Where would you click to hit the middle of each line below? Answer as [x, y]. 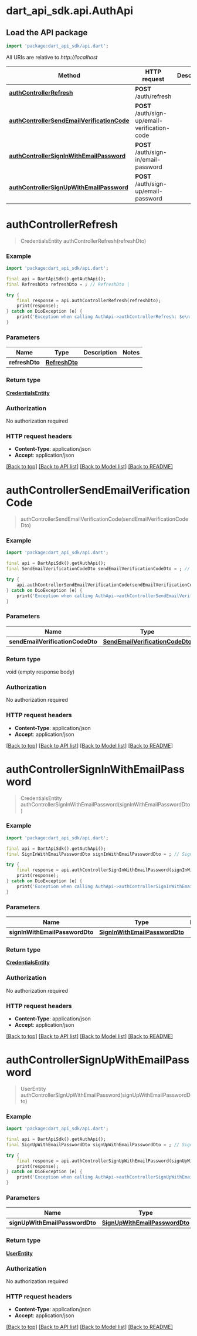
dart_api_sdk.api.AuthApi [70, 11]
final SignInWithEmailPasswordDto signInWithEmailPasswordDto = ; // [93, 854]
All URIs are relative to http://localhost [52, 57]
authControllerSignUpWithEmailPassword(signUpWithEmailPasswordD [105, 1095]
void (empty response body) [40, 672]
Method [69, 75]
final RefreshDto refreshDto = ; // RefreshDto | [68, 284]
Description [100, 353]
